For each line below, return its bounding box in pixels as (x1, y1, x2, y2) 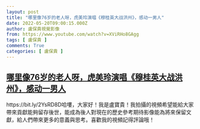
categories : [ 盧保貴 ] (6, 48, 63, 55)
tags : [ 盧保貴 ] (6, 37, 47, 43)
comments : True (6, 43, 45, 49)
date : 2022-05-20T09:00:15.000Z (6, 20, 88, 26)
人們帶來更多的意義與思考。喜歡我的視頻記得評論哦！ (22, 116, 155, 123)
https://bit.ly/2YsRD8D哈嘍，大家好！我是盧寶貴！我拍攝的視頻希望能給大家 (6, 101, 195, 108)
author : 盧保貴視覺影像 (6, 25, 60, 32)
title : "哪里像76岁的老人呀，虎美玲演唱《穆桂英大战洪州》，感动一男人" (6, 15, 164, 21)
